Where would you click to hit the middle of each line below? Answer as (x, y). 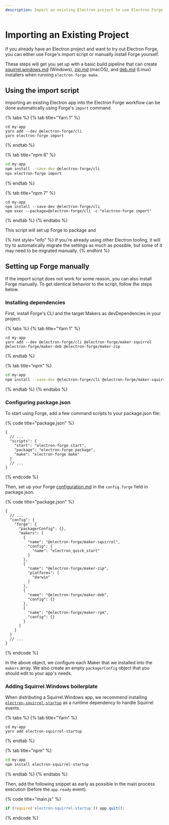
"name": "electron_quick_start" (66, 551)
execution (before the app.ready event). (46, 789)
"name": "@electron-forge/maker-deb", (68, 595)
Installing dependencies (35, 302)
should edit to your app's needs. (39, 673)
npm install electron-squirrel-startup (47, 764)
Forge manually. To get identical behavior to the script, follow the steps (79, 284)
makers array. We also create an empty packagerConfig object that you (77, 668)
